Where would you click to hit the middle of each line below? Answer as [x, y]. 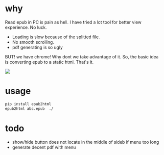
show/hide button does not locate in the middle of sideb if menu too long [85, 142]
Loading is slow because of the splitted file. [56, 37]
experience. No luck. [26, 27]
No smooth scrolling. [33, 42]
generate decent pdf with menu [44, 147]
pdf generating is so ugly [37, 47]
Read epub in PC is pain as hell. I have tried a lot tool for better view [73, 22]
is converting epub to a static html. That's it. [49, 62]
